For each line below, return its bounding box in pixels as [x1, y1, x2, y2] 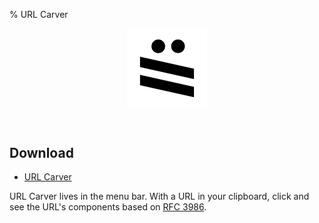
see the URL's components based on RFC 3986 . [9, 201, 207, 213]
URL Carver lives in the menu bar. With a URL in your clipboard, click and [9, 190, 310, 203]
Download [9, 145, 74, 161]
